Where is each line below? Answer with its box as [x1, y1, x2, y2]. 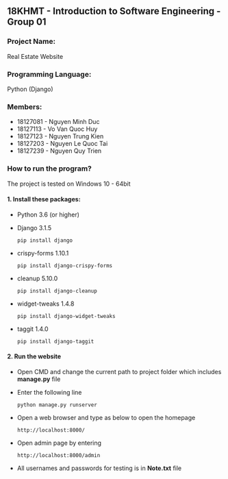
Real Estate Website [7, 52, 64, 60]
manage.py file [16, 375, 61, 383]
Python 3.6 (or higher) [16, 210, 80, 219]
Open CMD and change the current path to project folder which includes [16, 367, 222, 376]
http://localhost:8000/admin [16, 452, 101, 458]
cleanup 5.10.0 [16, 274, 58, 282]
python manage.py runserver [16, 401, 97, 408]
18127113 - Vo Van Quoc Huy [16, 125, 98, 133]
